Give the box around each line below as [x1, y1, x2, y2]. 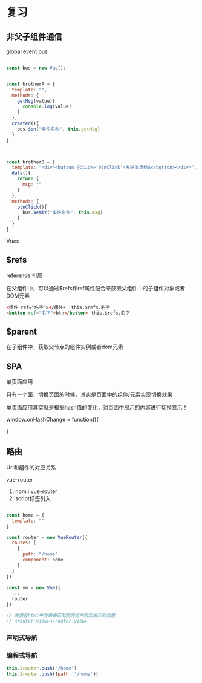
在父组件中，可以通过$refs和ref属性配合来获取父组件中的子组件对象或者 [6, 284, 186, 292]
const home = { [6, 512, 45, 518]
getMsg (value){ [17, 98, 56, 104]
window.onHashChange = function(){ [6, 416, 99, 423]
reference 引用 [6, 272, 43, 279]
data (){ [11, 170, 31, 176]
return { [17, 176, 39, 182]
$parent [6, 326, 37, 336]
